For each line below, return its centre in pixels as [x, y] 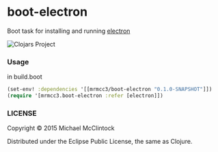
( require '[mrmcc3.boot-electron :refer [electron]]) [85, 96]
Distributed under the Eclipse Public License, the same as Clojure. [100, 142]
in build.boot [25, 77]
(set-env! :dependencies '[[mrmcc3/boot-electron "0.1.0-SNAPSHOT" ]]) [110, 90]
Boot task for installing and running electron [69, 31]
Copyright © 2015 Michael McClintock [61, 128]
